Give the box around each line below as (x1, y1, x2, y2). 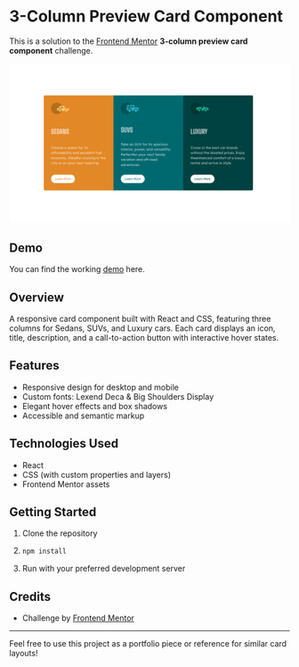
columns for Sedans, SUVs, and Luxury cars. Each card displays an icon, (9, 323, 276, 333)
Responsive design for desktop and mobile (21, 382, 180, 392)
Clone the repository (21, 528, 98, 539)
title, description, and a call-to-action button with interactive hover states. (9, 333, 279, 343)
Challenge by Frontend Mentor (21, 613, 135, 623)
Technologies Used (9, 436, 118, 451)
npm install (21, 547, 67, 556)
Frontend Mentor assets (21, 479, 110, 490)
